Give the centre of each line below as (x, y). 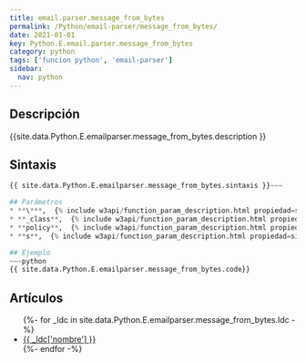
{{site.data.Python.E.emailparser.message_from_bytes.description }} (138, 136)
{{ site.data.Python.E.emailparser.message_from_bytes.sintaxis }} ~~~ (146, 186)
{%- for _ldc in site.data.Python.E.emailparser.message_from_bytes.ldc (156, 320)
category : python (42, 52)
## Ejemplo (30, 253)
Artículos (36, 298)
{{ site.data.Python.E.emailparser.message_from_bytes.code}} (130, 270)
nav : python (41, 78)
